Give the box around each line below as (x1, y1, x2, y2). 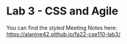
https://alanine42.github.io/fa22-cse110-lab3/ (6, 30, 121, 37)
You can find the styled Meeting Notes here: (6, 24, 118, 31)
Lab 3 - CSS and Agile (6, 4, 118, 18)
